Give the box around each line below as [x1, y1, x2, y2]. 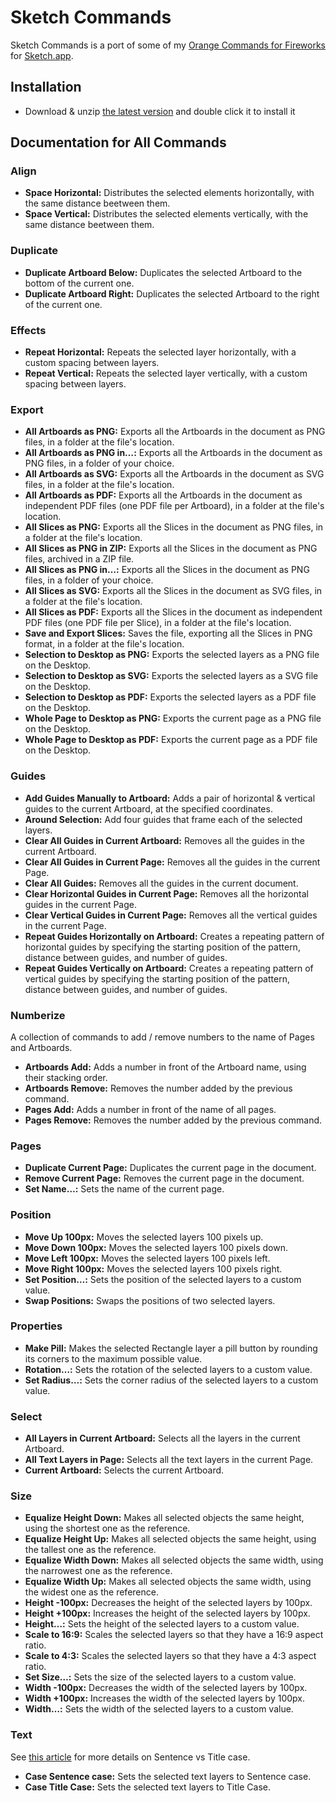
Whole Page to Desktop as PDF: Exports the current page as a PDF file [24, 734, 318, 746]
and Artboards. [10, 1041, 73, 1053]
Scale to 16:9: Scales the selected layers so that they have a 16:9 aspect [24, 1629, 324, 1641]
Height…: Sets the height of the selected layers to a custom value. [24, 1618, 300, 1630]
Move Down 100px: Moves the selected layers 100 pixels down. [24, 1241, 288, 1253]
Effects [10, 323, 47, 337]
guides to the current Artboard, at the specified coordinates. [24, 802, 273, 815]
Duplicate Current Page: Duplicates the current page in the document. [24, 1162, 317, 1174]
